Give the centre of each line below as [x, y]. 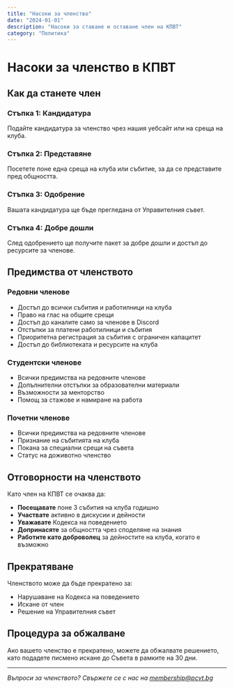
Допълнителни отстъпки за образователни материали [98, 385]
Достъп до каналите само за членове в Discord [88, 322]
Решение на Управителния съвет [67, 612]
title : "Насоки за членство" [49, 14]
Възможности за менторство [61, 392]
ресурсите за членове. [41, 250]
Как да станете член [54, 93]
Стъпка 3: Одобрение [46, 195]
